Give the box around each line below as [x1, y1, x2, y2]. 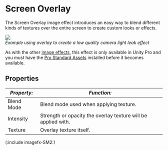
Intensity [7, 115, 28, 122]
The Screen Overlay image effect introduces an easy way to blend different [5, 19, 160, 25]
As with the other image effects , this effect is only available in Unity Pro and [5, 49, 161, 55]
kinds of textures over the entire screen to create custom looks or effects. [5, 24, 157, 30]
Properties [5, 74, 39, 83]
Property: [9, 89, 33, 96]
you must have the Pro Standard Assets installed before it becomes [5, 54, 144, 60]
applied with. [39, 118, 70, 125]
